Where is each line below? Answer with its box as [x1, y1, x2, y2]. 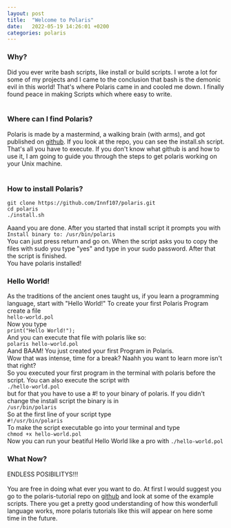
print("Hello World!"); [7, 327, 76, 335]
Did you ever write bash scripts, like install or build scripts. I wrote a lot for [7, 68, 218, 76]
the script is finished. [7, 252, 67, 260]
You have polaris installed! [7, 260, 82, 268]
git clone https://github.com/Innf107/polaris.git [7, 199, 156, 207]
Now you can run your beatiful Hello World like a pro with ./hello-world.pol [7, 437, 224, 445]
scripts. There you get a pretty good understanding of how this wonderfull [7, 499, 219, 507]
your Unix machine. [7, 159, 63, 168]
